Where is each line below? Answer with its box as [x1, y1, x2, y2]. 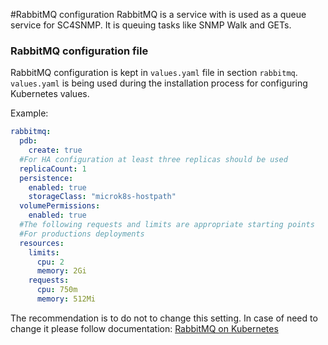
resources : [19, 238, 65, 248]
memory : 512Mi [36, 294, 97, 304]
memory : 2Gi [36, 266, 87, 276]
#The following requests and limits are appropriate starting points [19, 220, 315, 230]
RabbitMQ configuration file [10, 44, 149, 58]
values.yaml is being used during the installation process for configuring [10, 77, 308, 89]
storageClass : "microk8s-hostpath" [28, 192, 177, 202]
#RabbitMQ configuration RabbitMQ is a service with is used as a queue [10, 9, 307, 20]
